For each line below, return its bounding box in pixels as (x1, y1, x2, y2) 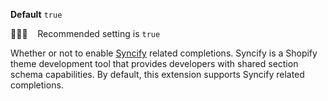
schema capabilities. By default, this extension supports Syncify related (10, 69, 305, 80)
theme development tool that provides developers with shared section (10, 58, 299, 69)
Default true (10, 9, 63, 20)
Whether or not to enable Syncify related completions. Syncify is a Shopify (10, 47, 318, 59)
